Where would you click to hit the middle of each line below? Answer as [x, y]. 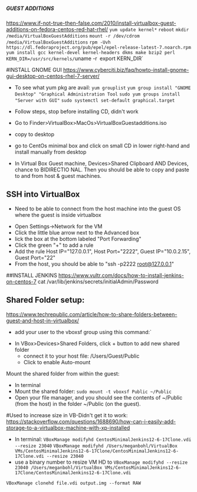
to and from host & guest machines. [58, 176]
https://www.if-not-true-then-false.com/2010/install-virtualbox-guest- [91, 23]
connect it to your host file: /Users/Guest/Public [81, 356]
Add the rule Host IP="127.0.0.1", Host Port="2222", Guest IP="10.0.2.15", [103, 251]
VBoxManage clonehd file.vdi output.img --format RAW [74, 483]
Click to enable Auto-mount [57, 362]
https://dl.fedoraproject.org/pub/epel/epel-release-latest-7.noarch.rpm [99, 47]
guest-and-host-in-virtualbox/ [43, 321]
